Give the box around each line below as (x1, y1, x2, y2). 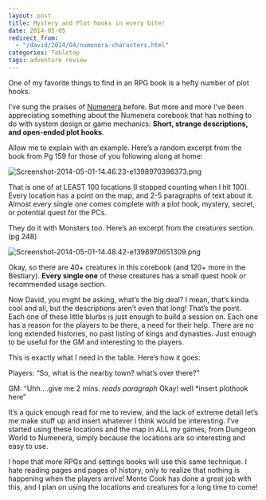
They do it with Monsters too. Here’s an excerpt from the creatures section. (8, 222, 255, 232)
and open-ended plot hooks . (8, 127, 104, 136)
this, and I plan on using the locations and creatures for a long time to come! (8, 482, 259, 491)
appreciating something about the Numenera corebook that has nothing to (8, 110, 252, 120)
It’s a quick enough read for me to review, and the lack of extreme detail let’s (8, 407, 259, 417)
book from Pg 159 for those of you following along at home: (8, 151, 203, 160)
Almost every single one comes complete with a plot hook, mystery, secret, (8, 199, 255, 208)
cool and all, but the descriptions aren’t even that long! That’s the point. (8, 303, 242, 313)
